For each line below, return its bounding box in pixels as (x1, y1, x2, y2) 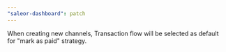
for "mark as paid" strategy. (7, 36, 87, 45)
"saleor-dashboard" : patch (7, 10, 86, 17)
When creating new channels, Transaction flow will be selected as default (7, 29, 219, 37)
